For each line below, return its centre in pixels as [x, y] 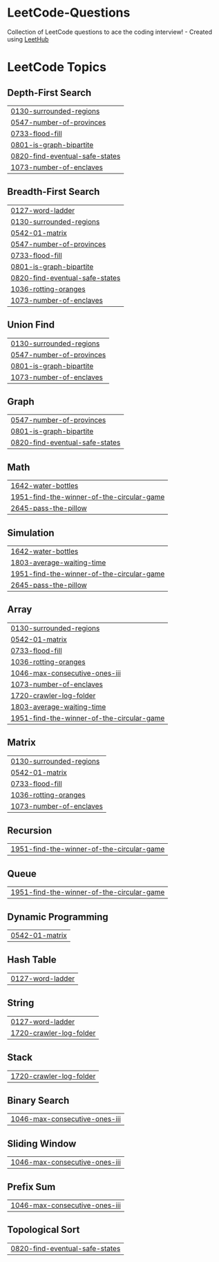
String [21, 1003]
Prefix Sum [31, 1187]
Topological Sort [44, 1230]
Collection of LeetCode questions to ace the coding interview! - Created [110, 32]
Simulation [31, 533]
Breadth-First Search [54, 192]
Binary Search [38, 1100]
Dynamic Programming [58, 917]
